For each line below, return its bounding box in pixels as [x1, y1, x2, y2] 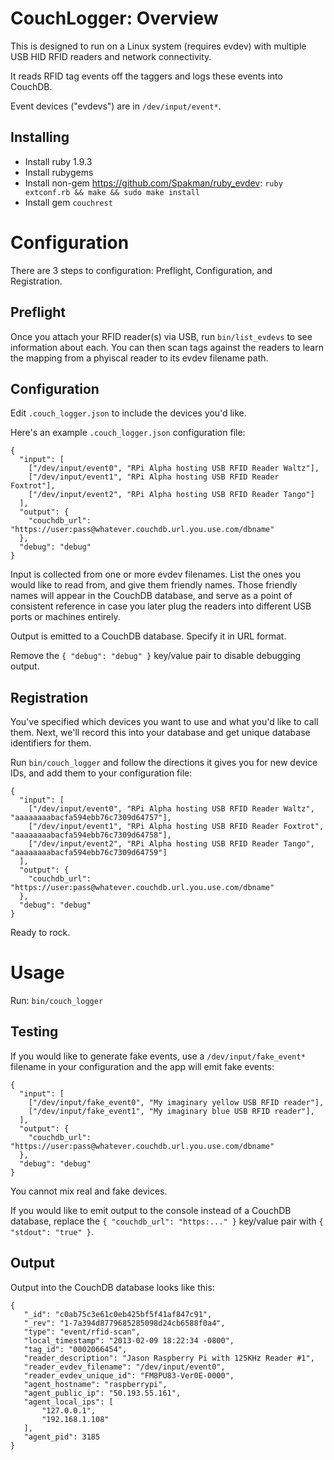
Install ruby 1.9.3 [24, 155, 93, 167]
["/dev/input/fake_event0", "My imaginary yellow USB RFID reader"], [28, 1097, 325, 1107]
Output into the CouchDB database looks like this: [10, 1281, 215, 1293]
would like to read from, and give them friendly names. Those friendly [10, 579, 298, 591]
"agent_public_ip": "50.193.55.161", [23, 1388, 182, 1398]
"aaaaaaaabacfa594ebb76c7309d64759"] [10, 848, 168, 858]
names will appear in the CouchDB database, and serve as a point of [10, 590, 293, 602]
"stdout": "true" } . [10, 1225, 94, 1237]
